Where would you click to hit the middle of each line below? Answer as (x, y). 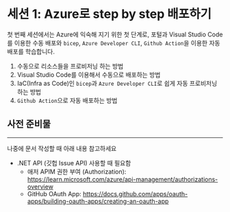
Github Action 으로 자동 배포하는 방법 (67, 100)
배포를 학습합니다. (31, 51)
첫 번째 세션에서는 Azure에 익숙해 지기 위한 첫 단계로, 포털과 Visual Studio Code (115, 34)
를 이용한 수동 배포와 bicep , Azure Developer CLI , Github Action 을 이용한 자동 (114, 43)
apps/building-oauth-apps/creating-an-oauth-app (98, 201)
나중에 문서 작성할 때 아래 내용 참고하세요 (62, 148)
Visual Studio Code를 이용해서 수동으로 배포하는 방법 (89, 74)
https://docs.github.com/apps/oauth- (135, 193)
